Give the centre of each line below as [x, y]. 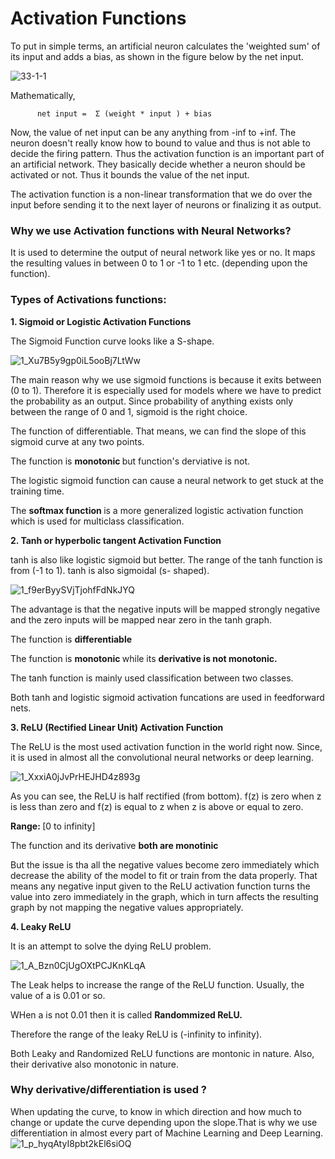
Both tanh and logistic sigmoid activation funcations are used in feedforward [167, 697]
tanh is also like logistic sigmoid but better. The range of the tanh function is [166, 559]
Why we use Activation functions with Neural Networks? [151, 230]
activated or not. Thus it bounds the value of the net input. [130, 174]
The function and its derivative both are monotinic [114, 845]
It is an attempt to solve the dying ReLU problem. [111, 946]
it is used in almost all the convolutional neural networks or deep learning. [162, 757]
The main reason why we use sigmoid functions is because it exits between [166, 379]
